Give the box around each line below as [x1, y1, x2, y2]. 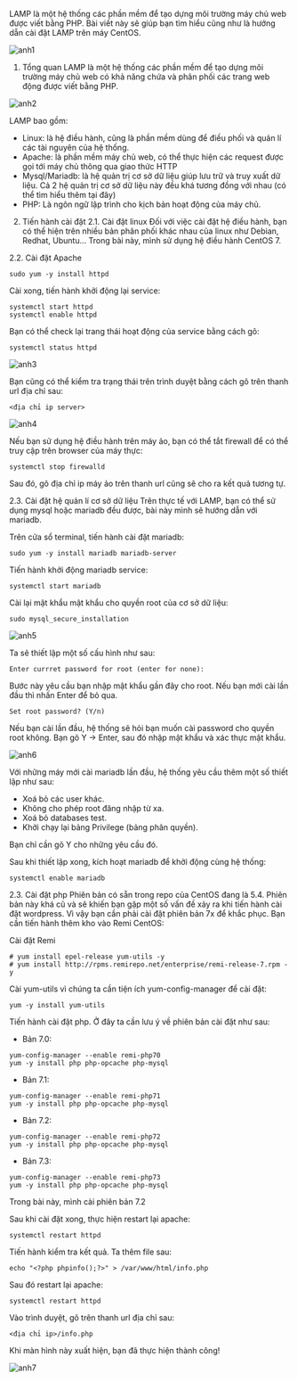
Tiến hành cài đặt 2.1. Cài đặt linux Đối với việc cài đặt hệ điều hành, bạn [21, 217, 287, 226]
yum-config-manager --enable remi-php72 [9, 1132, 162, 1141]
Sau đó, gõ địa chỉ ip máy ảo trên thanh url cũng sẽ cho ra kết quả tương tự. [9, 478, 286, 489]
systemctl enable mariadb [9, 874, 105, 883]
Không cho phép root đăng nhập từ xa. [21, 803, 165, 813]
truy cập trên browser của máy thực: [9, 446, 143, 456]
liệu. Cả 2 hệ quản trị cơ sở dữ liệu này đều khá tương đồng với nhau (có [21, 180, 286, 191]
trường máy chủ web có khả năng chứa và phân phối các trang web [21, 71, 270, 82]
